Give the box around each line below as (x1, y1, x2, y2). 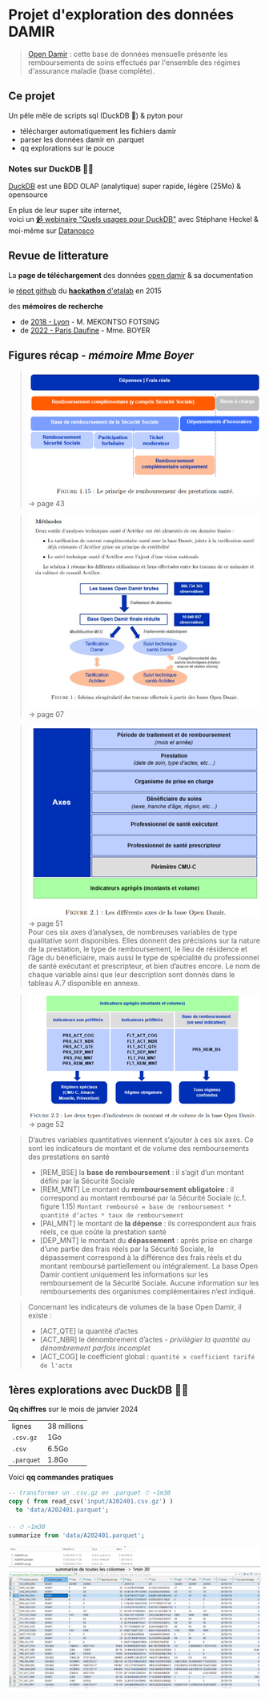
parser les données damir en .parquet (19, 135, 145, 144)
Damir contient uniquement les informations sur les (39, 1269, 209, 1279)
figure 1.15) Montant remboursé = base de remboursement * (39, 1201, 232, 1211)
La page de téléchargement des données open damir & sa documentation (8, 270, 254, 280)
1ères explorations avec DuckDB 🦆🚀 (8, 1383, 189, 1397)
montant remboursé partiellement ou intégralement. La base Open (39, 1261, 259, 1270)
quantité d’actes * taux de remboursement (39, 1211, 184, 1219)
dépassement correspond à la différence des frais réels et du (39, 1252, 243, 1262)
